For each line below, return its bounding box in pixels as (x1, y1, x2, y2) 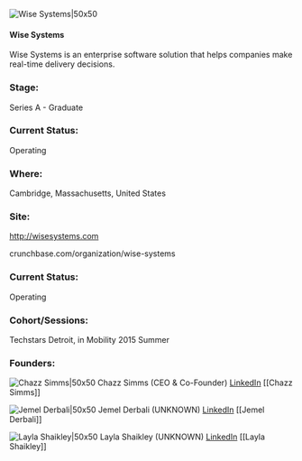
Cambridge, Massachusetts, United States (9, 188, 167, 198)
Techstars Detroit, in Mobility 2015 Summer (9, 334, 169, 345)
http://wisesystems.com (9, 231, 99, 242)
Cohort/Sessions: (9, 314, 88, 327)
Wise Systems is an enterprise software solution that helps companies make (9, 50, 293, 60)
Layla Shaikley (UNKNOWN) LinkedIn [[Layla (99, 431, 266, 442)
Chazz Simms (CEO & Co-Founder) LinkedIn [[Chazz (97, 377, 293, 388)
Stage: (9, 81, 39, 94)
